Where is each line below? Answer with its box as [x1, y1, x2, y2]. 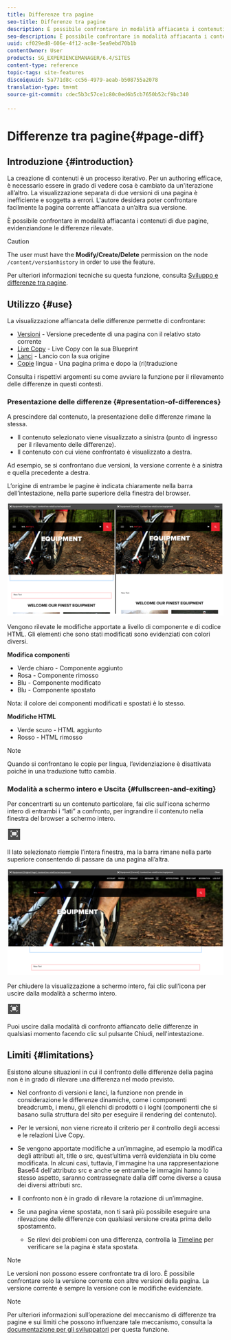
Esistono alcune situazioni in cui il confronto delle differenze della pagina [7, 1068, 214, 1076]
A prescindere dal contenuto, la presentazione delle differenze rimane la [7, 413, 212, 421]
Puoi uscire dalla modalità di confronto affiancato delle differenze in [7, 1022, 199, 1031]
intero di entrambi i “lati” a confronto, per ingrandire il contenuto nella [7, 807, 203, 815]
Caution [7, 237, 30, 245]
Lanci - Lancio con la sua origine [16, 351, 110, 360]
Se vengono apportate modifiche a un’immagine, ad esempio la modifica [16, 1144, 223, 1152]
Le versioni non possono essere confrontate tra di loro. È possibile [7, 1269, 195, 1277]
